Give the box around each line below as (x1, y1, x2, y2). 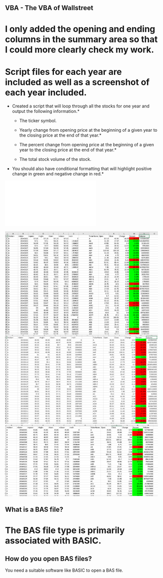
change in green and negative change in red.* (12, 171, 104, 176)
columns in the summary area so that (5, 34, 158, 45)
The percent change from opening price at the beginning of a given (19, 141, 154, 147)
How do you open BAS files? (5, 554, 92, 563)
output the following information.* (12, 108, 80, 114)
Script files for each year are (5, 66, 122, 77)
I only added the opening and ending (5, 23, 155, 35)
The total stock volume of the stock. (19, 156, 91, 162)
